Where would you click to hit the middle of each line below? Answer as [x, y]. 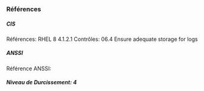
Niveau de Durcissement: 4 [42, 82]
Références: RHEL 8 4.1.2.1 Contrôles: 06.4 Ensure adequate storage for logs [102, 39]
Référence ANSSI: [29, 68]
